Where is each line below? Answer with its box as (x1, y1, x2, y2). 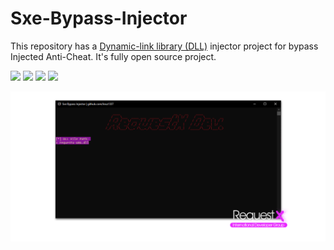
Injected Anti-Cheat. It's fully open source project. (10, 50, 217, 62)
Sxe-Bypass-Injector (10, 7, 188, 30)
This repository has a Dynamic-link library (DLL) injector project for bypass (10, 40, 319, 52)
